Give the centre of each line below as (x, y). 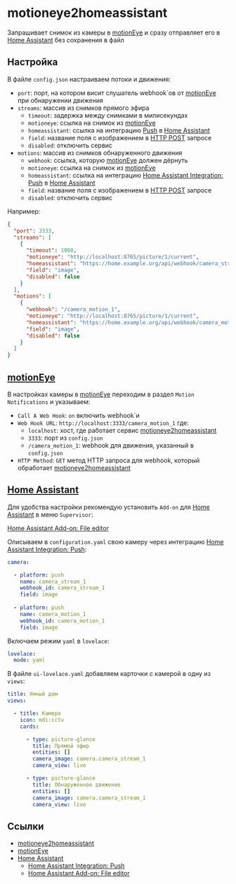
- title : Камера (37, 713)
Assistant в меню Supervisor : (50, 514)
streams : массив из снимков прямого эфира (83, 108)
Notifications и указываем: (49, 401)
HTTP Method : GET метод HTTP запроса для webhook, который (109, 460)
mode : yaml (29, 661)
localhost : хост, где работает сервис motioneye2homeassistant (122, 430)
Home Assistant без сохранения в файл (66, 39)
